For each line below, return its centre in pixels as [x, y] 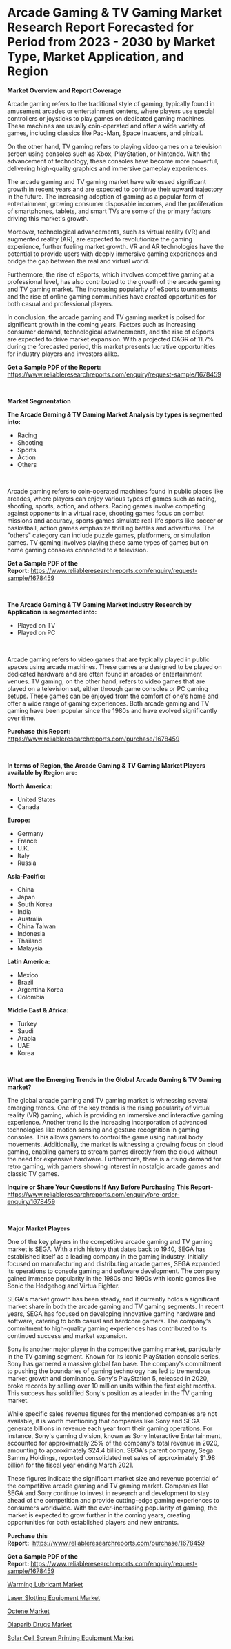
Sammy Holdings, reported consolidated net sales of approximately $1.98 [111, 1457]
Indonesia [31, 933]
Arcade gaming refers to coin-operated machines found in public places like [115, 491]
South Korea [35, 904]
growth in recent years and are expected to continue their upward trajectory [115, 189]
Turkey [27, 1023]
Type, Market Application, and [96, 57]
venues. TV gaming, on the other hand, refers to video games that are [106, 681]
